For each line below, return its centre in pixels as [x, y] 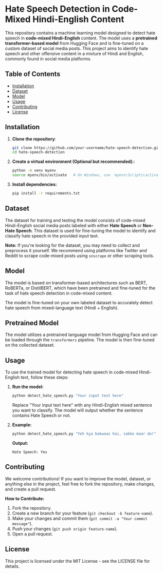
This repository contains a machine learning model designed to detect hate [80, 33]
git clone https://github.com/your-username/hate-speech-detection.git [86, 148]
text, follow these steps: [45, 377]
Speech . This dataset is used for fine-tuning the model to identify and [86, 231]
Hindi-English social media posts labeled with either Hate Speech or [73, 225]
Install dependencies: [35, 184]
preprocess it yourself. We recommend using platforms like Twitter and [76, 250]
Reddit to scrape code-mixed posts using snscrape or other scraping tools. [80, 256]
